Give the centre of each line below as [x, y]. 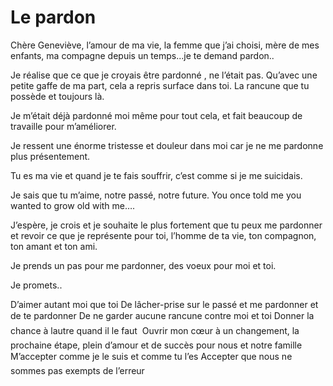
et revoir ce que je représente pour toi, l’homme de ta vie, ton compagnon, [163, 235]
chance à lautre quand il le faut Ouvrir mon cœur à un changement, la [155, 330]
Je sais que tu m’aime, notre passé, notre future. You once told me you [156, 195]
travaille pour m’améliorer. [63, 126]
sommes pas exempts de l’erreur [77, 370]
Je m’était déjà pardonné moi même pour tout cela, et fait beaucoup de [156, 115]
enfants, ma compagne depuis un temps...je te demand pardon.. [142, 55]
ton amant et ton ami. [54, 246]
